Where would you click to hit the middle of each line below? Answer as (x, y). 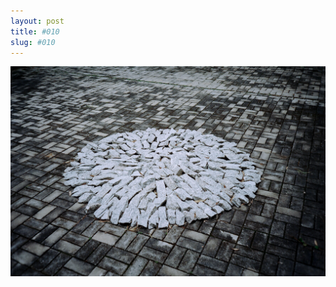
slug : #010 (33, 42)
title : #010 (35, 31)
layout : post (37, 21)
